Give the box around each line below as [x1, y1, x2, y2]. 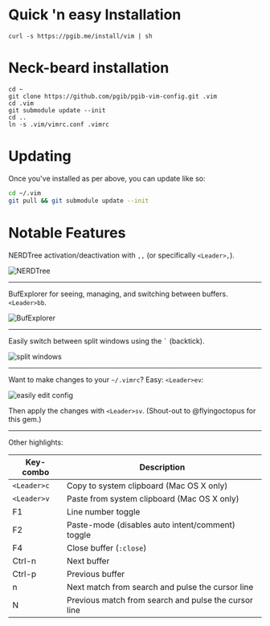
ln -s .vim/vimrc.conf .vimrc [8, 120, 110, 128]
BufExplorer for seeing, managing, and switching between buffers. [8, 289, 228, 299]
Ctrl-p [12, 568, 37, 579]
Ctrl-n [12, 555, 36, 567]
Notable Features [8, 223, 126, 242]
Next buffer [67, 555, 110, 567]
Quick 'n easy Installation [8, 6, 182, 24]
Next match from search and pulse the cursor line [67, 581, 254, 592]
